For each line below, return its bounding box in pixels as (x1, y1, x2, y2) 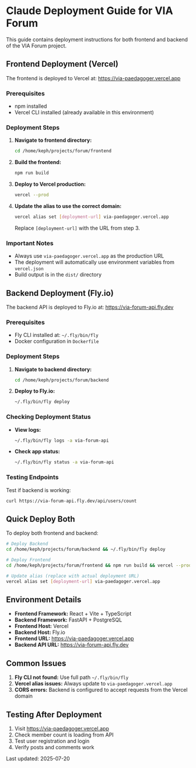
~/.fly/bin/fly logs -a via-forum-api (14, 438, 109, 443)
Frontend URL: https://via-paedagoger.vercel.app (14, 635, 134, 642)
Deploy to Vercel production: (14, 180, 86, 188)
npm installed (14, 103, 47, 110)
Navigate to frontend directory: (14, 136, 92, 144)
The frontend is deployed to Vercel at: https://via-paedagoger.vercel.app (6, 74, 181, 81)
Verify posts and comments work (14, 744, 94, 751)
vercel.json (14, 266, 44, 272)
